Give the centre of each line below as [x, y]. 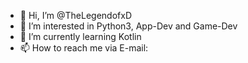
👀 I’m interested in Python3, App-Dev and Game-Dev [128, 26]
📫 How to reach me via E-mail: [84, 48]
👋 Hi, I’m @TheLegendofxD [75, 15]
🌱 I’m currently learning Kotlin [80, 36]
